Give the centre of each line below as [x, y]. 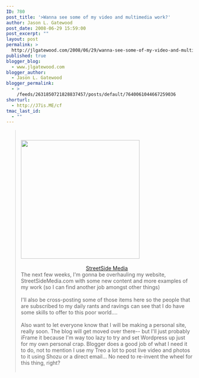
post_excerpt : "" [28, 34]
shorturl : [18, 100]
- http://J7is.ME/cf [37, 105]
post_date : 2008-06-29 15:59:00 [46, 28]
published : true [26, 56]
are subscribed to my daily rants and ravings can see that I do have [102, 306]
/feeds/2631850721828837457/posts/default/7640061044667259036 [97, 94]
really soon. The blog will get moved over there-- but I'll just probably [105, 331]
